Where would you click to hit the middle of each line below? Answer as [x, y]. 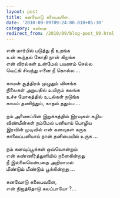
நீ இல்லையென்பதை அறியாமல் [40, 163]
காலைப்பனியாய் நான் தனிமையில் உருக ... [52, 136]
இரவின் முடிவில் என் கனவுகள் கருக [46, 129]
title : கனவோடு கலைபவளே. [38, 17]
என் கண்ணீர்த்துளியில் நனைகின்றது [46, 156]
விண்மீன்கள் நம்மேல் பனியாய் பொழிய [49, 123]
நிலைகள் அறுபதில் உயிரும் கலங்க [43, 90]
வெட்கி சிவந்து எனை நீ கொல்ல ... [43, 70]
